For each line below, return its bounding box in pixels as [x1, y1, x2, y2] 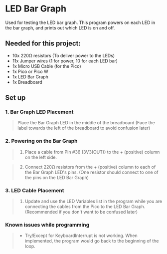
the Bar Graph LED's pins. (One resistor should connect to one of [24, 169, 159, 175]
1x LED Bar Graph [12, 73, 49, 80]
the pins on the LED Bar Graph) [24, 174, 89, 180]
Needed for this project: [5, 39, 81, 48]
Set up [5, 93, 26, 102]
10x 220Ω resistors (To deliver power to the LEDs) [12, 52, 115, 58]
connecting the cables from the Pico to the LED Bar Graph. [24, 204, 146, 210]
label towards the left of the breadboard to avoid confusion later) [17, 125, 151, 131]
